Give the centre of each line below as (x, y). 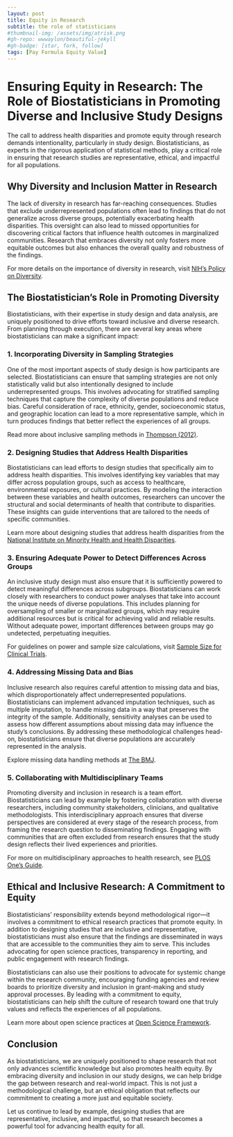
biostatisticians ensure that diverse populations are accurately (106, 739)
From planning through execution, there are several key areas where (105, 329)
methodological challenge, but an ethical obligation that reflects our (104, 1091)
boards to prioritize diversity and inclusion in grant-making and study (106, 986)
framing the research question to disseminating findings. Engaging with (109, 829)
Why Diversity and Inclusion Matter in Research (112, 187)
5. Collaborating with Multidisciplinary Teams (85, 778)
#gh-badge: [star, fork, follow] (55, 46)
